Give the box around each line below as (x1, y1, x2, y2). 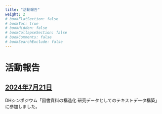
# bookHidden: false (5, 26, 48, 31)
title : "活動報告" (5, 7, 40, 12)
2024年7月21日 (5, 83, 52, 92)
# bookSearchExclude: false (5, 39, 63, 44)
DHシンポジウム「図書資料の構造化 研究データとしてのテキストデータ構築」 (5, 97, 160, 103)
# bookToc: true (5, 21, 39, 26)
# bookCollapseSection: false (5, 30, 68, 35)
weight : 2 (5, 12, 26, 17)
